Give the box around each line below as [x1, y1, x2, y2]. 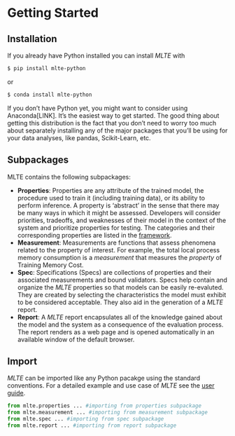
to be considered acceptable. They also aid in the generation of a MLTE [17, 298, 224, 306]
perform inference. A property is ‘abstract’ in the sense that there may [17, 201, 220, 210]
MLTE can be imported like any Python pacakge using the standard [7, 374, 201, 383]
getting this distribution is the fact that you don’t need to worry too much [7, 118, 217, 127]
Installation [7, 33, 57, 45]
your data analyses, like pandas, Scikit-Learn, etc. [7, 133, 152, 142]
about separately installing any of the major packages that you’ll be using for [7, 126, 228, 135]
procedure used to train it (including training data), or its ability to [17, 193, 205, 202]
